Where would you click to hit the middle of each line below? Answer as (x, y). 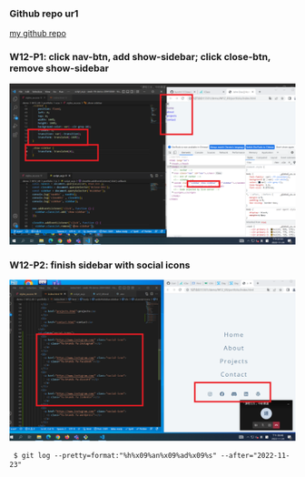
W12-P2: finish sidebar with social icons (100, 265)
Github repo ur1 (44, 14)
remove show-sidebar (59, 68)
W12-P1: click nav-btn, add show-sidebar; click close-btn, (140, 57)
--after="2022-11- (256, 456)
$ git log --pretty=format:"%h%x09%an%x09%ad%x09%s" (115, 456)
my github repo (38, 34)
